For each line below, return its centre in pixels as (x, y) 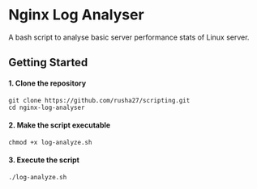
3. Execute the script (44, 160)
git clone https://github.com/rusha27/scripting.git (99, 100)
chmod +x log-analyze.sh (50, 142)
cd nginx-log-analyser (47, 107)
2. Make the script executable (60, 125)
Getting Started (48, 63)
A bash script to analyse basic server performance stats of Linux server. (129, 37)
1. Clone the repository (47, 83)
